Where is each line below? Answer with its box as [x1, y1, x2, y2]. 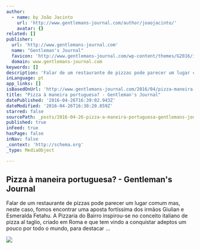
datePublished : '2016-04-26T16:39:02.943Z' [6, 97, 116, 103]
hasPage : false [6, 130, 44, 137]
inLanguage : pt [6, 75, 44, 81]
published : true [6, 120, 46, 126]
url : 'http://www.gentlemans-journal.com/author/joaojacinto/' [17, 20, 177, 26]
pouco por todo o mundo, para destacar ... [6, 225, 111, 232]
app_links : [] [6, 81, 42, 87]
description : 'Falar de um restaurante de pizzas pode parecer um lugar [6, 70, 190, 76]
